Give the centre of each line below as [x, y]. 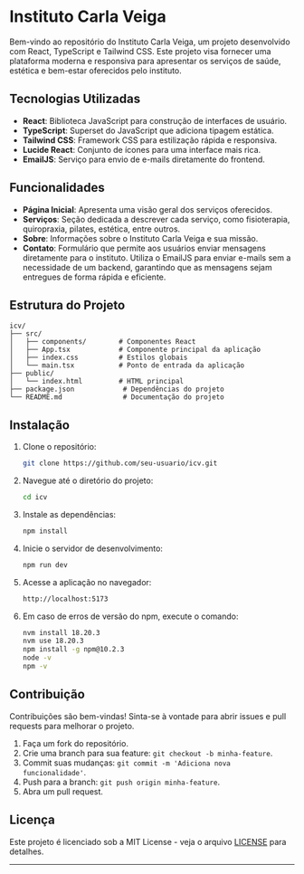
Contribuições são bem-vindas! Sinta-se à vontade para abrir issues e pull [148, 716]
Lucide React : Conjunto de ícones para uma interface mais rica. [142, 149]
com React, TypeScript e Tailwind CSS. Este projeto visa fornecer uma [140, 51]
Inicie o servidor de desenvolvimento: [92, 548]
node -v [37, 658]
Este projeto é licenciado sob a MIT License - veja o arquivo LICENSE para [148, 841]
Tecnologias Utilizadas [75, 99]
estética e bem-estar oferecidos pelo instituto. [96, 71]
